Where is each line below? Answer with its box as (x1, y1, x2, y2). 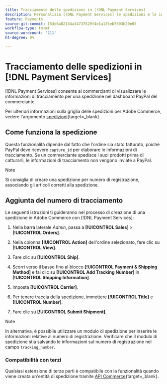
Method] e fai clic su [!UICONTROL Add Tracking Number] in (12, 269, 140, 275)
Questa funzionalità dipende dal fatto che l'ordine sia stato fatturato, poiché (5, 141, 160, 147)
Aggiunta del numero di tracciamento (5, 196, 123, 205)
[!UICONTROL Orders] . (12, 230, 61, 236)
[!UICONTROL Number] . (12, 299, 63, 305)
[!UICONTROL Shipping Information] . (12, 275, 90, 281)
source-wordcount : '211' (5, 30, 57, 35)
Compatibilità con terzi (5, 357, 62, 364)
